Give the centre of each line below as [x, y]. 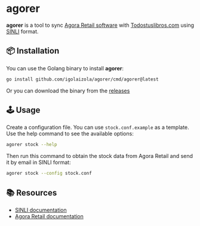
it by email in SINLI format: [39, 162]
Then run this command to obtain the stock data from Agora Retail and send [99, 156]
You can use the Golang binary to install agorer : [65, 68]
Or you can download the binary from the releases [68, 91]
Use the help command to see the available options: [70, 134]
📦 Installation [33, 51]
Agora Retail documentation [49, 216]
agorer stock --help [32, 145]
